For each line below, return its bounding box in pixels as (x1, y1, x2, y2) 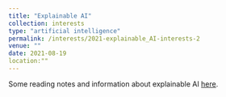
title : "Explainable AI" (8, 11, 92, 20)
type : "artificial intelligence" (8, 27, 121, 35)
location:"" (8, 57, 48, 65)
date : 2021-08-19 (8, 49, 67, 57)
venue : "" (8, 42, 42, 50)
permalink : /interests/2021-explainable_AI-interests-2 (8, 34, 200, 43)
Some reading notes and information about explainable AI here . (8, 78, 219, 89)
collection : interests (8, 19, 85, 27)
